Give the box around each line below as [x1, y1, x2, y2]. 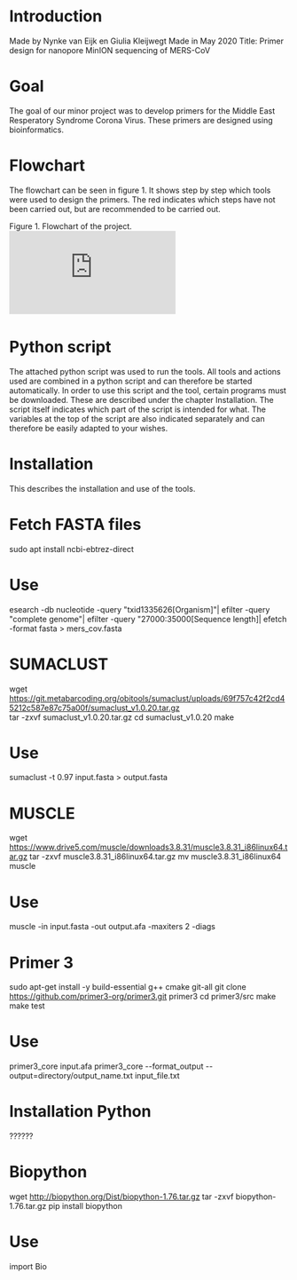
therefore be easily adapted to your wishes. [9, 423, 168, 433]
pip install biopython [48, 1201, 122, 1212]
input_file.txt [134, 1071, 180, 1081]
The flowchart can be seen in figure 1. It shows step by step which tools [9, 185, 271, 195]
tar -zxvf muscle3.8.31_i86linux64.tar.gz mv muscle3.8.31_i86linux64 [29, 851, 282, 862]
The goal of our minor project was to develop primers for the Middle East [9, 105, 276, 116]
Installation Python [9, 1102, 152, 1122]
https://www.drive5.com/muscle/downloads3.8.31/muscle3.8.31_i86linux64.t [9, 841, 288, 853]
